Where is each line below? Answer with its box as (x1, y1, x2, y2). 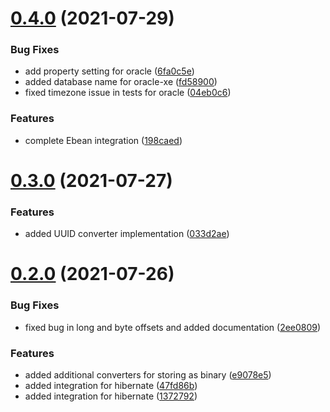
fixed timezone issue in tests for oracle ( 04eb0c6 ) (24, 87, 232, 99)
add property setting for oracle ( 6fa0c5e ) (24, 65, 195, 77)
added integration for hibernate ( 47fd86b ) (24, 380, 198, 392)
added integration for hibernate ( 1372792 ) (24, 390, 198, 402)
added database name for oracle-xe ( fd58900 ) (24, 76, 218, 88)
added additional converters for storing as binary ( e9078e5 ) (24, 369, 272, 381)
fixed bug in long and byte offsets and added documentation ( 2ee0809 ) (24, 321, 322, 333)
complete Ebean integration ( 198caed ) (24, 134, 183, 146)
